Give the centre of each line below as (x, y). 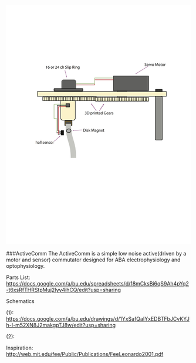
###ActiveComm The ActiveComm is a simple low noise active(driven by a (96, 254)
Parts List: (18, 277)
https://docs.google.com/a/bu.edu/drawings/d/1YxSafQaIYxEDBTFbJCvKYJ (98, 319)
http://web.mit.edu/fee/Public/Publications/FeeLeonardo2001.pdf (85, 354)
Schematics (20, 301)
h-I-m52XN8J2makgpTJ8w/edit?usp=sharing (61, 325)
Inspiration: (20, 348)
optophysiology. (26, 266)
